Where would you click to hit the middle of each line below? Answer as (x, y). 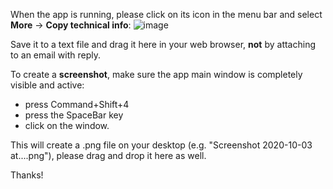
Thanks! (27, 175)
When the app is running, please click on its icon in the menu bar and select (166, 14)
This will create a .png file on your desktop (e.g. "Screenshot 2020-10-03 (161, 145)
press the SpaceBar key (74, 115)
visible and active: (47, 85)
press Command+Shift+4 (77, 104)
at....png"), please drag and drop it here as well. (108, 155)
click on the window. (67, 125)
